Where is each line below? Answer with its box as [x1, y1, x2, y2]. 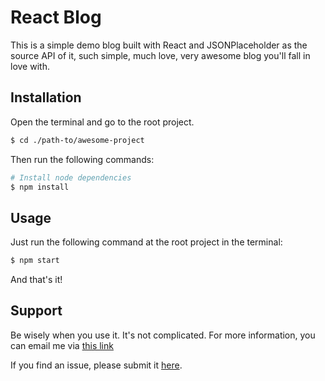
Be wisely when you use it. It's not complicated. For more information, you [10, 329, 316, 341]
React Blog [10, 6, 102, 29]
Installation [10, 89, 82, 106]
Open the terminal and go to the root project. [10, 116, 195, 128]
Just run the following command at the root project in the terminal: [10, 236, 283, 248]
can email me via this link [10, 339, 114, 351]
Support [10, 302, 63, 320]
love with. [10, 60, 50, 72]
